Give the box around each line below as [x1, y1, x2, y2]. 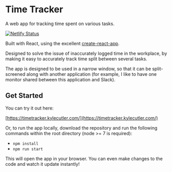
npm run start [12, 146, 43, 152]
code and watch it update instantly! [5, 161, 80, 167]
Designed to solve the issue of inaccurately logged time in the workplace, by [5, 50, 167, 56]
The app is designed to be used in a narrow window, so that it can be [5, 66, 151, 72]
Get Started [5, 91, 43, 100]
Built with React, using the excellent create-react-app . [5, 40, 120, 47]
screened [5, 71, 26, 77]
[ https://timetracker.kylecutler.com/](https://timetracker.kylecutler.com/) [5, 115, 158, 121]
